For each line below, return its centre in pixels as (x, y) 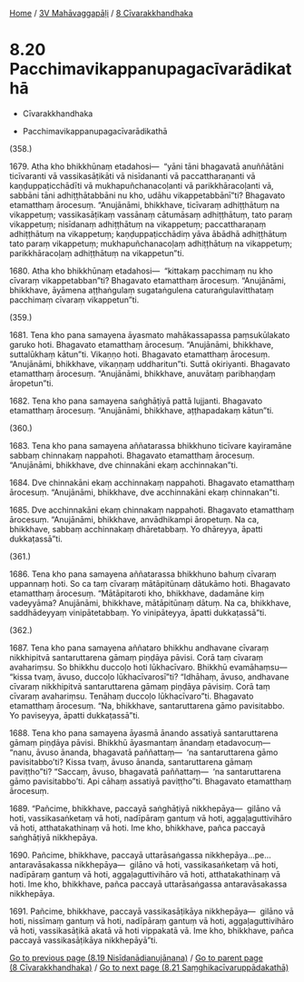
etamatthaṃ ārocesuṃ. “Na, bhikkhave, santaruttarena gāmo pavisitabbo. (147, 705)
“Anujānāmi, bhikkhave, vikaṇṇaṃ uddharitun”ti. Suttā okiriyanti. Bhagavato (150, 363)
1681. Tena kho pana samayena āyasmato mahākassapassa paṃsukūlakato (150, 334)
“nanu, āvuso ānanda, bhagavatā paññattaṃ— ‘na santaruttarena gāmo (144, 752)
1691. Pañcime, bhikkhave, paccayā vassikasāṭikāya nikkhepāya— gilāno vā (152, 911)
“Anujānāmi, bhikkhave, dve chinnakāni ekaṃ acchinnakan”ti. (124, 465)
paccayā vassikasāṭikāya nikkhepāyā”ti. (84, 940)
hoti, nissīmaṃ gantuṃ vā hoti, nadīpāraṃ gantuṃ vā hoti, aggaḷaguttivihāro (152, 920)
